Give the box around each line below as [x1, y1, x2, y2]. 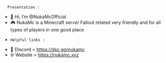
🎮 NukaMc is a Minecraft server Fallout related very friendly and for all [10, 19, 161, 25]
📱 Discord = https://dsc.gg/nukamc [10, 46, 85, 52]
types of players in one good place [10, 27, 84, 33]
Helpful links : [10, 38, 45, 43]
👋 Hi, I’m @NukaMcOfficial [10, 14, 67, 20]
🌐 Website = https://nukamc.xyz [10, 52, 79, 58]
